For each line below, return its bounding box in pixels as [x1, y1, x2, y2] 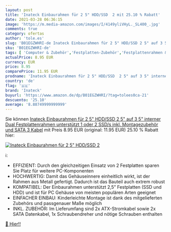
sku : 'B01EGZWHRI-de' [5, 45, 51, 50]
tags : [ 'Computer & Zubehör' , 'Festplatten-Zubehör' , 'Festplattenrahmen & [5, 50, 167, 55]
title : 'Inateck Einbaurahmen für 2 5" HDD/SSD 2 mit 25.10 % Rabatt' [5, 12, 160, 17]
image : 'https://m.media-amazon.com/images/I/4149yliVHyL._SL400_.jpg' [5, 21, 160, 27]
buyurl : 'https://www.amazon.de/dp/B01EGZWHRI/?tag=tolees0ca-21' [5, 93, 149, 98]
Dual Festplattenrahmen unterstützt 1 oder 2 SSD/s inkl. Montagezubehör [5, 122, 159, 128]
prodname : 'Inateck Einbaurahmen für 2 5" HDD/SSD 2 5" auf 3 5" [5, 74, 149, 79]
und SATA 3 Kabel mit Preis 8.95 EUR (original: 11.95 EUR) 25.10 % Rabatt [5, 127, 159, 133]
